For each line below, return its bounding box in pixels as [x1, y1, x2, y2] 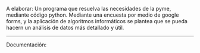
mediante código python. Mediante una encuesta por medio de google [6, 11, 179, 18]
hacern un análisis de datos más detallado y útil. [6, 24, 124, 31]
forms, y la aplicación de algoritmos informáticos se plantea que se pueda [6, 18, 187, 24]
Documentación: [6, 41, 47, 48]
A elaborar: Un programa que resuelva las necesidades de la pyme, [6, 5, 171, 12]
